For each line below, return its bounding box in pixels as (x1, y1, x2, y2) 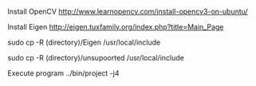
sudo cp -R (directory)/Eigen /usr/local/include (7, 37, 161, 47)
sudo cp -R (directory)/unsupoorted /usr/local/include (7, 53, 184, 62)
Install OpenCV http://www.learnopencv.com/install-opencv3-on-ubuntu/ (7, 7, 248, 16)
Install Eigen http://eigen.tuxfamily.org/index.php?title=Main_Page (7, 22, 224, 31)
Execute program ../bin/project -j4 (7, 68, 120, 78)
